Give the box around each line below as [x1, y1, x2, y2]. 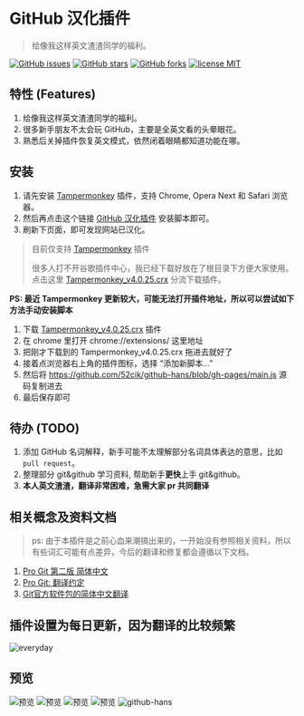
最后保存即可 [22, 392, 71, 402]
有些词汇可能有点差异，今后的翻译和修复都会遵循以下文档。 [31, 547, 254, 557]
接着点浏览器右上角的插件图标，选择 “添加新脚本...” [22, 357, 214, 368]
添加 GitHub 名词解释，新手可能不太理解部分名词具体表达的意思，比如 [22, 446, 283, 458]
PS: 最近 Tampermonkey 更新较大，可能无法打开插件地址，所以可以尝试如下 [9, 293, 295, 304]
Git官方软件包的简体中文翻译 [22, 588, 129, 599]
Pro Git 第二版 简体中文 [22, 566, 109, 576]
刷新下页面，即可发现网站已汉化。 [22, 224, 150, 235]
